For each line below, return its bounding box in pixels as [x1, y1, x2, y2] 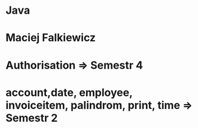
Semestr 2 [5, 111, 58, 124]
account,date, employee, [5, 86, 133, 99]
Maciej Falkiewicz [5, 31, 96, 45]
